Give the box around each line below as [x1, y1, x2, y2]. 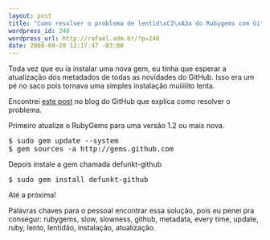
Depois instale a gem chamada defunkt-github [8, 159, 162, 169]
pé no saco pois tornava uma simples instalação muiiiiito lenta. [8, 81, 215, 91]
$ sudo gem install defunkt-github [8, 175, 149, 184]
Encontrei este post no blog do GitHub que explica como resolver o [8, 97, 231, 106]
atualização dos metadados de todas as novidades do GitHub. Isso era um [8, 72, 255, 82]
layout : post [8, 11, 52, 20]
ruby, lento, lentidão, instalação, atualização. [8, 223, 156, 233]
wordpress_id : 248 [8, 27, 70, 35]
